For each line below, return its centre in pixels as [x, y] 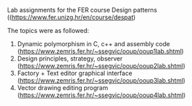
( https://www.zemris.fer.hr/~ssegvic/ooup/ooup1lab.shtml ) [100, 51]
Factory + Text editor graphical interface [75, 73]
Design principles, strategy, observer [70, 59]
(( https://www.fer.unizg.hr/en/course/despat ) [71, 17]
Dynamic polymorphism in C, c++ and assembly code [94, 44]
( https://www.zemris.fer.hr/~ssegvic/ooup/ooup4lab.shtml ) [101, 95]
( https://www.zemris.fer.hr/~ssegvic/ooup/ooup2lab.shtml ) [101, 66]
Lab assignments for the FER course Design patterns [82, 10]
